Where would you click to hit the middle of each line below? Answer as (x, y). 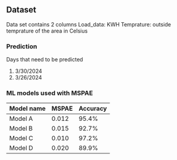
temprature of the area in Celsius (47, 31)
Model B (21, 129)
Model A (21, 118)
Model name (28, 109)
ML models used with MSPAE (50, 93)
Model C (21, 138)
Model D (21, 148)
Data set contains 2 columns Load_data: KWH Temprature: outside (89, 24)
